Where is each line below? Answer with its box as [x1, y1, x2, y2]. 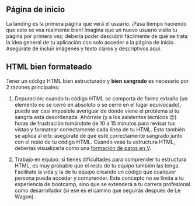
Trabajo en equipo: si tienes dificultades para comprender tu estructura [14, 156, 187, 163]
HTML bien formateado [6, 62, 92, 72]
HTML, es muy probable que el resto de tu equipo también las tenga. [14, 162, 180, 169]
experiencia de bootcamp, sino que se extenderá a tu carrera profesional [14, 180, 190, 187]
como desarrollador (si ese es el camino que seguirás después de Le [14, 187, 181, 194]
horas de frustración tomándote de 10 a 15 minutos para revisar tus [14, 120, 176, 127]
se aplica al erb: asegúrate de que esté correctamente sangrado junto [14, 132, 183, 139]
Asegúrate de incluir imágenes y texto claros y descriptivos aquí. [6, 45, 162, 52]
